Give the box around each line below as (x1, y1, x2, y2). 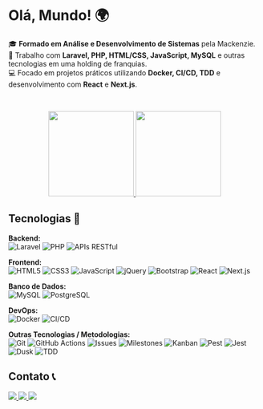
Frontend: (8, 257, 42, 267)
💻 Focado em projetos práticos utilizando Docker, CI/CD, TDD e (8, 67, 221, 77)
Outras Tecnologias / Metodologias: (8, 330, 131, 339)
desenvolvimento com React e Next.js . (8, 79, 138, 89)
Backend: (8, 233, 41, 243)
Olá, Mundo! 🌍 (8, 6, 110, 25)
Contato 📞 (8, 370, 56, 383)
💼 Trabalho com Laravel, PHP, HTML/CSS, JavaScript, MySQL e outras (8, 50, 245, 60)
